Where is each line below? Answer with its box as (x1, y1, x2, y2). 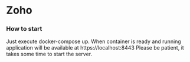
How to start (6, 25, 42, 33)
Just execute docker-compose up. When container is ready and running (6, 38, 181, 45)
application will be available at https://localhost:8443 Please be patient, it (6, 44, 184, 51)
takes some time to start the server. (6, 51, 93, 58)
